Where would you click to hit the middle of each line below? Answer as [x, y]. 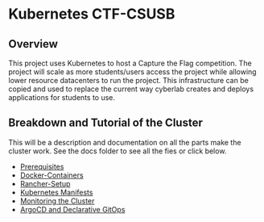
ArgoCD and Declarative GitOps [72, 209]
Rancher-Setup [45, 183]
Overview [33, 44]
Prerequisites [42, 166]
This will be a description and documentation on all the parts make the [125, 142]
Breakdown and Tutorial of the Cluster [105, 123]
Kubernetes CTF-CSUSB [92, 14]
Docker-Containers [52, 175]
